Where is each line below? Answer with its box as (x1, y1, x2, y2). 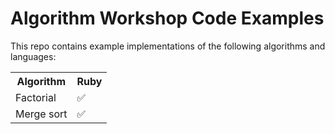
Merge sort (15, 107, 68, 121)
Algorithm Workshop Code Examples (10, 7, 325, 30)
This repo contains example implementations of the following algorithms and (10, 40, 326, 52)
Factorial (15, 90, 57, 104)
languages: (10, 50, 57, 62)
